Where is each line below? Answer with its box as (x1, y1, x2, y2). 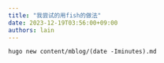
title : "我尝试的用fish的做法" (8, 11, 102, 20)
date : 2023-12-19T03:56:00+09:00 (8, 19, 118, 27)
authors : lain (8, 26, 55, 34)
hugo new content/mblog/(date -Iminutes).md (8, 48, 157, 56)
